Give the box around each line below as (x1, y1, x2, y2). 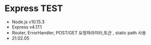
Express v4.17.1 (11, 24, 42, 30)
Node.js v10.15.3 (11, 19, 45, 25)
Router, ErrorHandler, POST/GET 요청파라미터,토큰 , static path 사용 (11, 30, 146, 35)
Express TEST (4, 3, 63, 14)
